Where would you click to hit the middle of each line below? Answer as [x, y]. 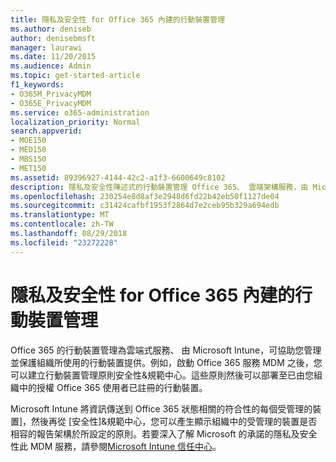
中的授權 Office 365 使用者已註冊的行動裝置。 [113, 387]
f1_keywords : [37, 85]
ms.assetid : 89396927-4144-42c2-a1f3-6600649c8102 [118, 177]
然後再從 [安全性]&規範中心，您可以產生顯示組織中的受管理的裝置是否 [174, 421]
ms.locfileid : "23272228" [64, 242]
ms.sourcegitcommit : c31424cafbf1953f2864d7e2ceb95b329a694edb [145, 206]
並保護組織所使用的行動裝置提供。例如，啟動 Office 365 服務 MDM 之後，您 [166, 362]
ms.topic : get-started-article [75, 76]
